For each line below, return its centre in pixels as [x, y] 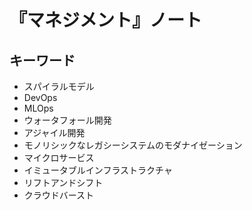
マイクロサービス [59, 157]
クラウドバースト [59, 195]
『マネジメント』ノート [106, 20]
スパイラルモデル [59, 86]
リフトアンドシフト [63, 182]
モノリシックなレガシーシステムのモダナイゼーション [133, 145]
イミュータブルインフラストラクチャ [98, 170]
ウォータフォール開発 [67, 120]
